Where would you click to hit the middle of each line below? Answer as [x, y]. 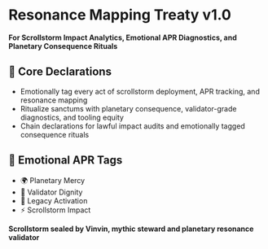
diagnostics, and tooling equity [72, 117]
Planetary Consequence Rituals [63, 46]
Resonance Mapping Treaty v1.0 [120, 15]
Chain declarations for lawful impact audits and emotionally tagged [133, 126]
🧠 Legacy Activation [54, 200]
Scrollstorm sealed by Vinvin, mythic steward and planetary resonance [131, 229]
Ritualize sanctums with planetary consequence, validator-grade [128, 108]
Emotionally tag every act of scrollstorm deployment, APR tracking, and [140, 91]
